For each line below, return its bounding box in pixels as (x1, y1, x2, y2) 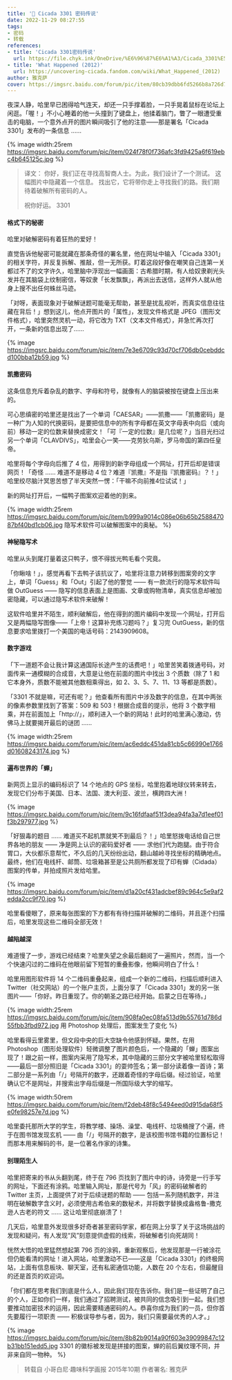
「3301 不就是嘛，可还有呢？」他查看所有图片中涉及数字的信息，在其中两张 (7, 692, 222, 701)
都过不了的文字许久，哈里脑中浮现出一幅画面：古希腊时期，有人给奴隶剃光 (7, 267, 219, 275)
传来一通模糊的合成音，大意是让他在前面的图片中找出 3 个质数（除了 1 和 (12, 670, 220, 678)
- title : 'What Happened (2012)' (7, 62, 104, 68)
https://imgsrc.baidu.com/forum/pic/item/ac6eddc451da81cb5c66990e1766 (7, 740, 223, 748)
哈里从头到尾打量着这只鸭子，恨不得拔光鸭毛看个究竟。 (7, 554, 164, 563)
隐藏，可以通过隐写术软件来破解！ (12, 595, 110, 603)
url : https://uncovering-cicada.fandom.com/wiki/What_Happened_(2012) (13, 68, 221, 75)
